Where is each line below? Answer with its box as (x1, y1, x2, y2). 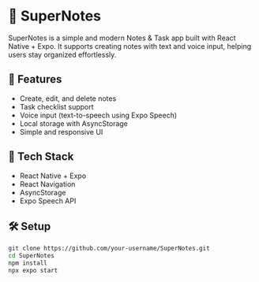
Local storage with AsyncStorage (19, 118, 129, 128)
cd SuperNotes (8, 252, 55, 260)
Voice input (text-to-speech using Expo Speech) (19, 110, 178, 120)
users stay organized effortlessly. (8, 50, 117, 59)
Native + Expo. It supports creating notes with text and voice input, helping (8, 41, 251, 50)
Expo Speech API (19, 196, 77, 206)
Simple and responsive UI (19, 127, 103, 136)
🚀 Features (8, 72, 62, 86)
